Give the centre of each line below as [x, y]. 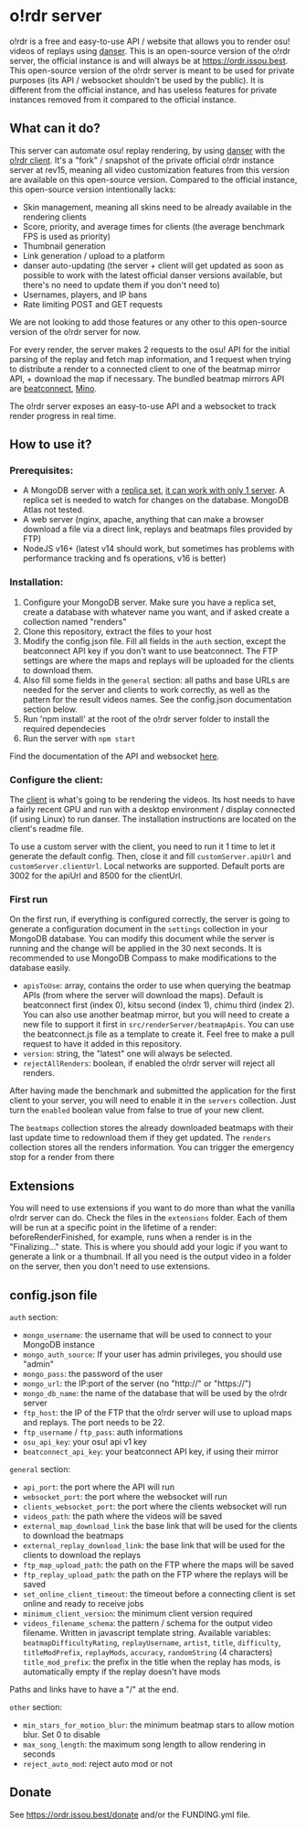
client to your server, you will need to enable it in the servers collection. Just [153, 1101]
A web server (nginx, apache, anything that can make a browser [143, 520]
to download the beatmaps [73, 1535]
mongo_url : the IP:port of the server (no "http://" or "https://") [137, 1383]
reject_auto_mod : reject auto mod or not [98, 1763]
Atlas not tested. [53, 510]
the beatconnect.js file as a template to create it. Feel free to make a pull [158, 1034]
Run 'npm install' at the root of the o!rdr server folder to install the [146, 718]
